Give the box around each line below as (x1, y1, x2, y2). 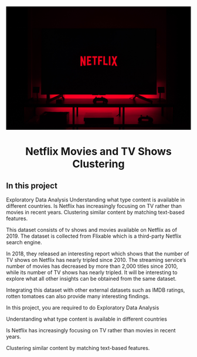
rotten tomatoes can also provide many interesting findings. (6, 293, 150, 300)
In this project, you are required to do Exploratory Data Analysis (6, 304, 159, 311)
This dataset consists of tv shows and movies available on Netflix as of (6, 227, 178, 234)
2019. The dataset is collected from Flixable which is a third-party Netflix (6, 233, 182, 240)
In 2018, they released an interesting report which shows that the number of (6, 250, 189, 257)
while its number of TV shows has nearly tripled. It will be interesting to (6, 269, 178, 276)
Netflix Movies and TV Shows (25, 145, 172, 159)
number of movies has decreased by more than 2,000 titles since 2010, (6, 262, 178, 270)
